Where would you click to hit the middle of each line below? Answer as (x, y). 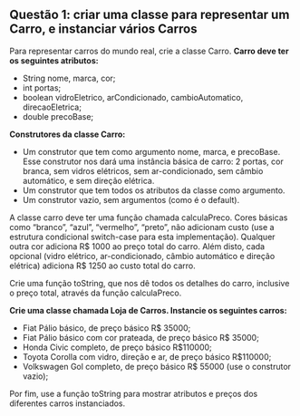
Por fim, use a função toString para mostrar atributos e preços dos (134, 393)
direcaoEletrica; (52, 107)
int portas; (42, 87)
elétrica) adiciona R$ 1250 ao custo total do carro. (103, 266)
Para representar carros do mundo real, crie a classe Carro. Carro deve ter (149, 51)
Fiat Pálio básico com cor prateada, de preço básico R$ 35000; (141, 337)
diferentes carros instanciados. (68, 403)
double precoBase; (58, 116)
